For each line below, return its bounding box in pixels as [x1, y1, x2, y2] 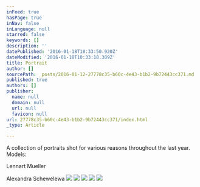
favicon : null [12, 111, 47, 117]
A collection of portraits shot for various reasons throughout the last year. [6, 144, 190, 152]
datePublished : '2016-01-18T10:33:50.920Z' [6, 49, 119, 55]
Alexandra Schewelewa [6, 175, 65, 183]
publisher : [6, 88, 34, 94]
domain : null [12, 99, 45, 105]
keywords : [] [6, 37, 40, 43]
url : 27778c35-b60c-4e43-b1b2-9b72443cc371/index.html [6, 116, 148, 122]
